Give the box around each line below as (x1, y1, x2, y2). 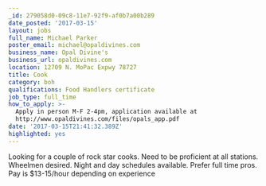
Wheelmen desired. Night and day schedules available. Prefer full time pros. (8, 160, 257, 169)
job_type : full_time (8, 93, 77, 101)
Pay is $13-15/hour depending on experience (8, 169, 155, 178)
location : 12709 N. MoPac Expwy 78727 (8, 64, 137, 72)
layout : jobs (8, 26, 52, 34)
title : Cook (8, 71, 48, 79)
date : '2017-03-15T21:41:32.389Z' (8, 122, 123, 130)
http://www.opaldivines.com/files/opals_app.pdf (15, 115, 180, 123)
